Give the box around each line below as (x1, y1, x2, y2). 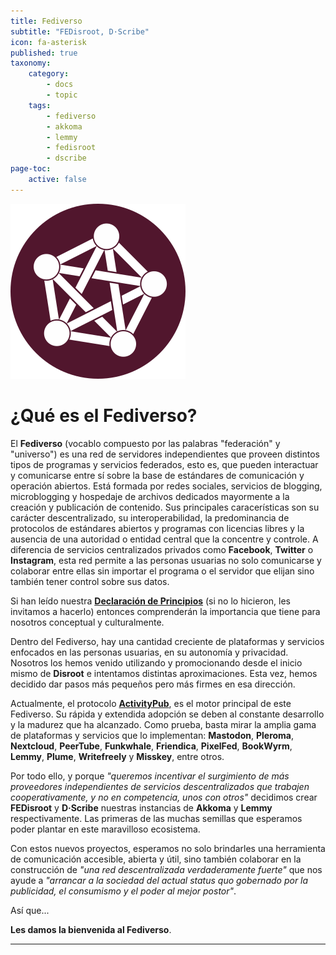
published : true (10, 48, 78, 58)
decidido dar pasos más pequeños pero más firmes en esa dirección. (10, 678, 296, 690)
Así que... (10, 904, 50, 916)
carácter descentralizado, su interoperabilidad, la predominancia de (10, 511, 290, 524)
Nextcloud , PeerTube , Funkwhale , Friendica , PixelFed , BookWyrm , (10, 740, 293, 752)
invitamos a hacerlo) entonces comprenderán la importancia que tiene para (10, 605, 321, 617)
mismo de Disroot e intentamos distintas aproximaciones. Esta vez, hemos (10, 667, 318, 679)
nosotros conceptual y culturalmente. (10, 616, 165, 628)
